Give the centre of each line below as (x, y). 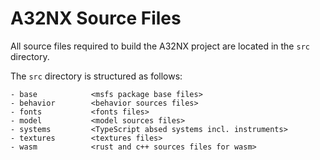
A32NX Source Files (96, 18)
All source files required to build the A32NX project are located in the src (160, 46)
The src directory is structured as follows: (96, 76)
